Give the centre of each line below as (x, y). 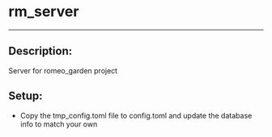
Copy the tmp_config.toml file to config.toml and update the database (136, 115)
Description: (40, 51)
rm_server (44, 12)
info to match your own (59, 124)
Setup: (25, 96)
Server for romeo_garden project (63, 70)
